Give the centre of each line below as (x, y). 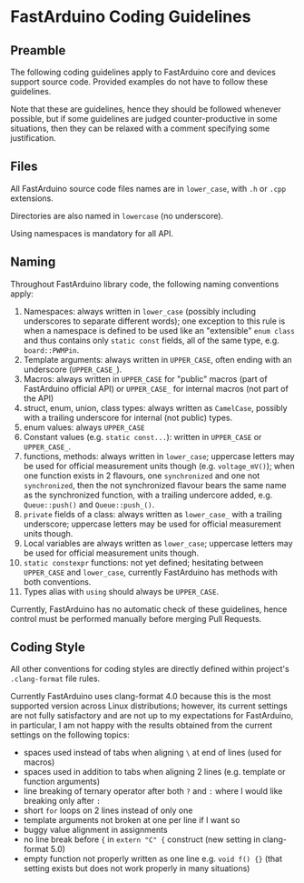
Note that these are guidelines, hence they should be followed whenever (146, 109)
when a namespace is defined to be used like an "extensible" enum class (159, 330)
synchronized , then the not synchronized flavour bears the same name (155, 485)
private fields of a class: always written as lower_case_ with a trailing (152, 514)
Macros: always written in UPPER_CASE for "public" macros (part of (145, 378)
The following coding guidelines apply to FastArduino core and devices (143, 72)
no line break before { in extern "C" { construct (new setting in (142, 839)
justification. (34, 138)
